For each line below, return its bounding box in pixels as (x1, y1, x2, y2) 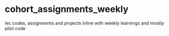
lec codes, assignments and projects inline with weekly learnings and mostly (5, 20, 164, 26)
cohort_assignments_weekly (5, 3, 129, 15)
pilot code (5, 25, 26, 31)
